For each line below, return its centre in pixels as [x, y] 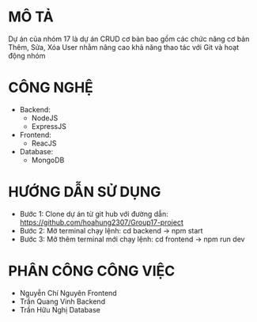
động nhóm [27, 55]
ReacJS [44, 143]
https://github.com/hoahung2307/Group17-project [101, 222]
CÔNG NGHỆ [51, 88]
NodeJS [45, 118]
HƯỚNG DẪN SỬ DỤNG [85, 192]
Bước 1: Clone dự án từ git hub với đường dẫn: [94, 214]
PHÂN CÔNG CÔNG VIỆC [92, 271]
